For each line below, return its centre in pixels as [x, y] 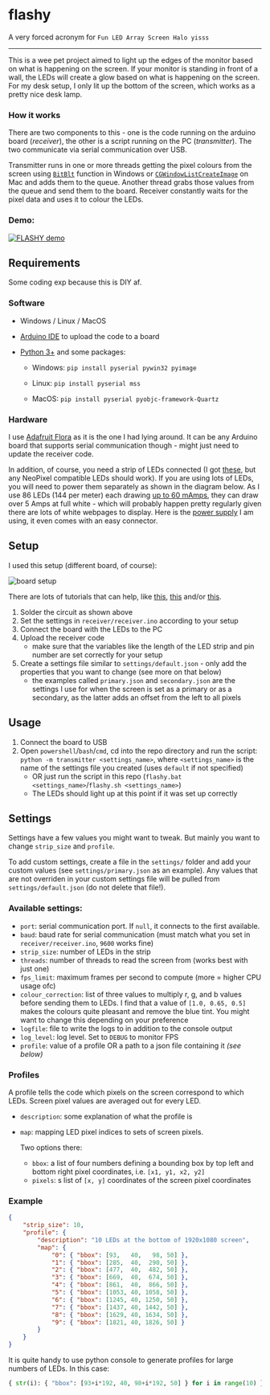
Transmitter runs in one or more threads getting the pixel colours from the [130, 166]
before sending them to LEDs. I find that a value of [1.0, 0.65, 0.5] [133, 1003]
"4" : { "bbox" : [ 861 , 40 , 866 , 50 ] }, [120, 1285]
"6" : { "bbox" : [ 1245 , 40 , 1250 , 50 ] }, [120, 1299]
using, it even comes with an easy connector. [83, 521]
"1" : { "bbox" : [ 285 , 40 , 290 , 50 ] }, [120, 1262]
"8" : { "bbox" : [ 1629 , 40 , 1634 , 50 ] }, [120, 1315]
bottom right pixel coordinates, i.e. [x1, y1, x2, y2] [119, 1172]
